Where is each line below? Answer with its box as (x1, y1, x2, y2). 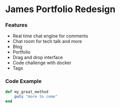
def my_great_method (5, 89, 49, 94)
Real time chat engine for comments (12, 33, 89, 39)
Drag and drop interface (12, 55, 63, 61)
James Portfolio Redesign (5, 4, 115, 15)
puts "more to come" (14, 94, 58, 99)
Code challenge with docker (12, 60, 72, 66)
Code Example (5, 78, 42, 85)
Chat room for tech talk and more (12, 38, 82, 44)
